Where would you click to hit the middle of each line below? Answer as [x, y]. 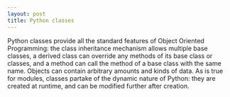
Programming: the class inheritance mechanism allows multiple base [108, 48]
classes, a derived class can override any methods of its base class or [110, 56]
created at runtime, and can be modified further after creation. [98, 86]
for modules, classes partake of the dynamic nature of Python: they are [111, 78]
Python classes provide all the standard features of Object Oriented [106, 40]
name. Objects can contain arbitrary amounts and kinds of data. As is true [115, 71]
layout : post [27, 14]
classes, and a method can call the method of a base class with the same [114, 63]
